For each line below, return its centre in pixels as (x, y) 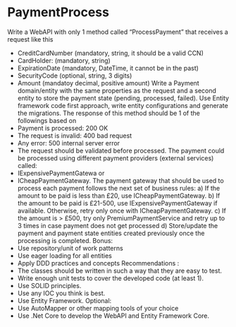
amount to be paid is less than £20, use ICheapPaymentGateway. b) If (119, 196)
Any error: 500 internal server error (69, 143)
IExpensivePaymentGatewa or (61, 173)
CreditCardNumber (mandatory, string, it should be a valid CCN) (111, 53)
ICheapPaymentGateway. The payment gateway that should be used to (120, 180)
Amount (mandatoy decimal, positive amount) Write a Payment (108, 83)
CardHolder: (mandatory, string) (64, 60)
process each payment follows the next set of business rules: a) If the (119, 188)
